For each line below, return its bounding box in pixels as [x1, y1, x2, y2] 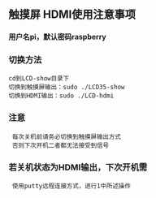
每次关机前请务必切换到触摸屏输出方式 [11, 132, 122, 140]
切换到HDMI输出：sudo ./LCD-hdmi [8, 92, 115, 100]
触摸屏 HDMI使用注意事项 [8, 7, 136, 22]
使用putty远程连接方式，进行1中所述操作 [11, 182, 132, 190]
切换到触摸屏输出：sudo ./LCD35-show [8, 84, 125, 92]
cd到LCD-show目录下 [8, 75, 70, 83]
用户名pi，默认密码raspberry [8, 32, 107, 41]
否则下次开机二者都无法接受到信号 [11, 141, 110, 149]
